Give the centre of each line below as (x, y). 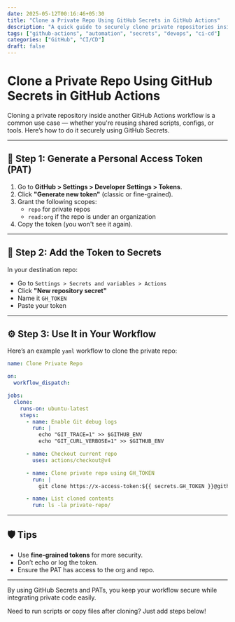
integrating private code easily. (52, 597)
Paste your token (42, 305)
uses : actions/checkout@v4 (72, 460)
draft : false (26, 46)
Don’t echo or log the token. (57, 562)
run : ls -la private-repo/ (72, 506)
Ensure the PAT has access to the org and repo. (86, 569)
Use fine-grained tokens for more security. (80, 555)
